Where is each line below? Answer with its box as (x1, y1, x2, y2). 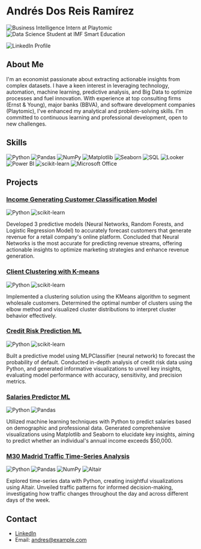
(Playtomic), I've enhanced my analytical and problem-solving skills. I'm (6, 107, 184, 115)
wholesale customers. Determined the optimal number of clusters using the (6, 299, 193, 306)
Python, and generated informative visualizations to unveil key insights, (6, 365, 182, 372)
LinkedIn (14, 530, 37, 537)
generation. (6, 252, 35, 259)
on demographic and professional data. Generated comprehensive (6, 425, 171, 432)
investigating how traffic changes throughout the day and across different (6, 490, 188, 497)
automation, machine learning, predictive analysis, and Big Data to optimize (6, 88, 193, 96)
